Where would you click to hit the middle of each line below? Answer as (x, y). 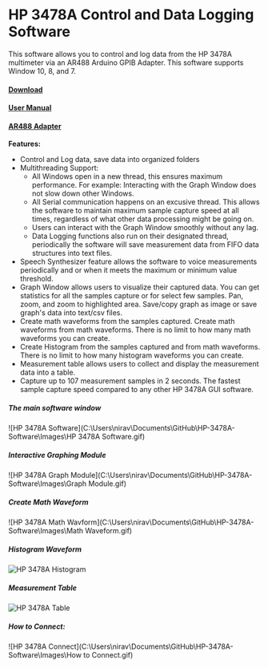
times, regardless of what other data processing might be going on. (143, 219)
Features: (25, 144)
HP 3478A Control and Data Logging (131, 15)
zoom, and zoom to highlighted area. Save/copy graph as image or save (138, 304)
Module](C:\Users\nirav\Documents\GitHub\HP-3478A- (162, 476)
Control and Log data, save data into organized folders (110, 160)
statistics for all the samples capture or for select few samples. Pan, (132, 296)
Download (26, 89)
